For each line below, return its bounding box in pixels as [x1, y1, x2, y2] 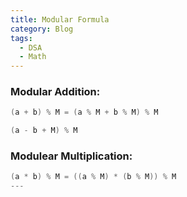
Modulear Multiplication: [10, 149, 133, 163]
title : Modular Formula [10, 14, 110, 25]
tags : [10, 33, 33, 43]
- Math [19, 52, 47, 62]
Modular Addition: [10, 85, 101, 99]
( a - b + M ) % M [10, 126, 78, 136]
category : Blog [10, 24, 74, 34]
